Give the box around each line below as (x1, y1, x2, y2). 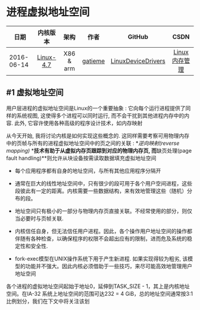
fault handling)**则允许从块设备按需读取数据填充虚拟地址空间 (6, 154, 157, 162)
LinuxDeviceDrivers (110, 57, 165, 65)
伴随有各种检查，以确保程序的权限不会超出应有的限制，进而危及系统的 (14, 235, 187, 242)
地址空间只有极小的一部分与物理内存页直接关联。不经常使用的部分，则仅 (14, 207, 192, 215)
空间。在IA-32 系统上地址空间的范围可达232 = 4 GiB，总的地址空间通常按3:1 (6, 290, 193, 297)
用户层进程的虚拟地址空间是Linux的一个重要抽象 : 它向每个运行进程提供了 (6, 104, 186, 111)
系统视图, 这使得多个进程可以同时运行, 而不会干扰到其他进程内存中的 (16, 111, 185, 119)
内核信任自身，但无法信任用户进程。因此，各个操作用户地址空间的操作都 (14, 227, 192, 234)
